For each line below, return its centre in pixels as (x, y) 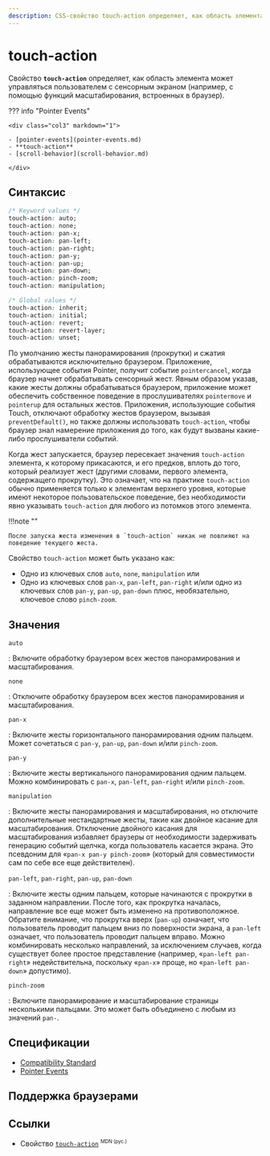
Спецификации (49, 1043)
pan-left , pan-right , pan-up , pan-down (70, 878)
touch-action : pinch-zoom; (53, 279)
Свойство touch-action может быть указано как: (92, 558)
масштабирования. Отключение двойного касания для (103, 829)
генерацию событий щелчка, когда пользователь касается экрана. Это (131, 846)
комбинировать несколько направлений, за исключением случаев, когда (135, 945)
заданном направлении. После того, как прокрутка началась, (115, 902)
